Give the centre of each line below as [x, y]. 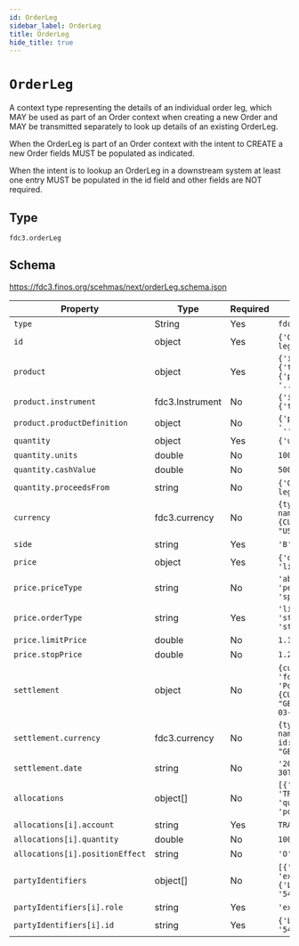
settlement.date [48, 768]
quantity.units [46, 455]
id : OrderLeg [33, 17]
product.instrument [55, 401]
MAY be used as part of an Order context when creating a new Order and [143, 118]
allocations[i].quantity [66, 839]
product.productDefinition [71, 423]
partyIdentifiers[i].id [64, 925]
